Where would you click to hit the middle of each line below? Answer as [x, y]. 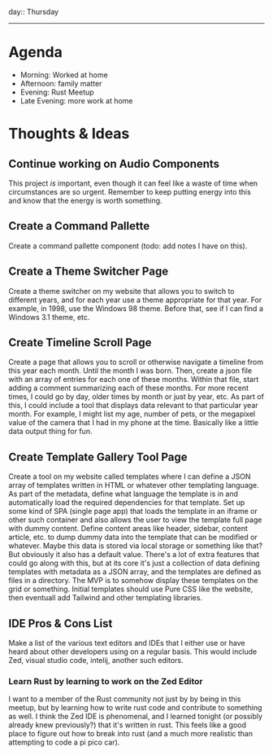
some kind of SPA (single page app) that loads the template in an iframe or [133, 511]
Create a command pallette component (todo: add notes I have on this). [128, 246]
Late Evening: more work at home [76, 100]
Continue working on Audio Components [114, 163]
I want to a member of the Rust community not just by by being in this [125, 699]
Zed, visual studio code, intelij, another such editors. [96, 660]
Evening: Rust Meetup [57, 92]
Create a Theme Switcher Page [89, 272]
